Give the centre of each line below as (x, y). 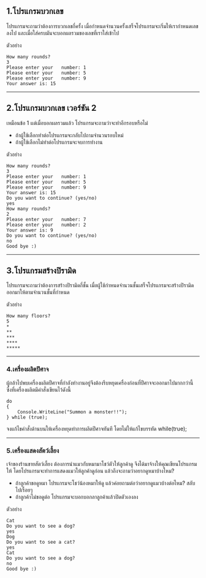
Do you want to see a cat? (41, 542)
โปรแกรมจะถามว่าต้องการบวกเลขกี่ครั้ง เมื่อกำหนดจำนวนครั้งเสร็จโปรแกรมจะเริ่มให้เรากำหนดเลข (102, 26)
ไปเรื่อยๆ (24, 490)
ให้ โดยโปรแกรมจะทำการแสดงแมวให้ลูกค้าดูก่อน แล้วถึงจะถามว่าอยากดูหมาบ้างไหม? (90, 471)
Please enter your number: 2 (46, 225)
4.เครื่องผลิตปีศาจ (28, 369)
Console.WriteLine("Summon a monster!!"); (72, 412)
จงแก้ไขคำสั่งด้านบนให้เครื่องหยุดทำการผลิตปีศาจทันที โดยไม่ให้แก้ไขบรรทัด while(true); (97, 429)
